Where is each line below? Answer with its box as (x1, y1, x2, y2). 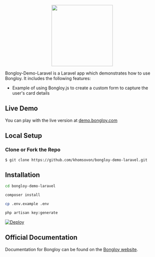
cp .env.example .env (5, 202, 49, 206)
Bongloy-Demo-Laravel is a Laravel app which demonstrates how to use (5, 70, 151, 76)
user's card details (12, 90, 50, 96)
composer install (5, 193, 41, 198)
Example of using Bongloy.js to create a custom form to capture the (12, 85, 148, 91)
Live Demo (5, 104, 38, 113)
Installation (5, 171, 40, 179)
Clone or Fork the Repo (5, 146, 61, 153)
